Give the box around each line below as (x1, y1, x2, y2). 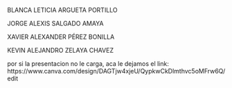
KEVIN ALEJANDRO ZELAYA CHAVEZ (7, 46, 114, 54)
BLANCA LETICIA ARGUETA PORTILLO (7, 6, 118, 14)
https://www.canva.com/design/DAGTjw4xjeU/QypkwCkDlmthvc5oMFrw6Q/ (7, 67, 226, 75)
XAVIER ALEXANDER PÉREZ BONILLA (7, 33, 115, 41)
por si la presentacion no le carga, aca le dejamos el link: (7, 60, 170, 68)
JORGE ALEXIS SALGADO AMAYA (7, 19, 104, 27)
